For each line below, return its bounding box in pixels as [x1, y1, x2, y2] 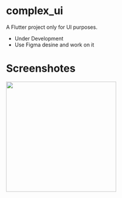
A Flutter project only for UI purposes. [6, 24, 98, 31]
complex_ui [6, 4, 63, 18]
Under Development [14, 35, 63, 42]
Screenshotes [6, 62, 76, 75]
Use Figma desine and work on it [14, 41, 94, 48]
